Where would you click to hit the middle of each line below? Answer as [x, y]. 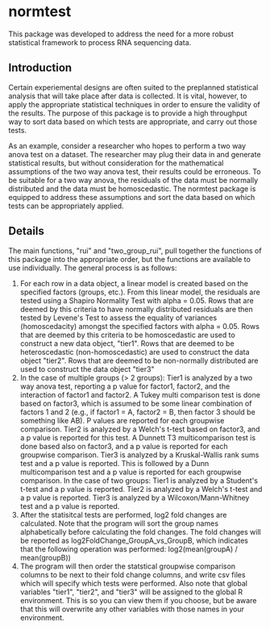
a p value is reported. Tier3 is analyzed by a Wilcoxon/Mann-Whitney [135, 498]
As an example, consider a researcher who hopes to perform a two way [127, 146]
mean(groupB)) [45, 557]
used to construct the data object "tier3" [87, 369]
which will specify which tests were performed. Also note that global [134, 583]
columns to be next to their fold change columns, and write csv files [133, 574]
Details [26, 231]
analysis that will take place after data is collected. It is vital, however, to [128, 96]
